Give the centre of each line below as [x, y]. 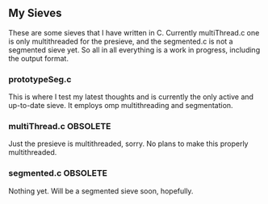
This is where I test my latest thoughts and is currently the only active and [131, 97]
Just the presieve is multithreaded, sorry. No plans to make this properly [128, 144]
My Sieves [35, 13]
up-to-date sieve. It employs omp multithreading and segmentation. [121, 106]
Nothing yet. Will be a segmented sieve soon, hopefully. [101, 191]
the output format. [38, 58]
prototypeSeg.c [40, 79]
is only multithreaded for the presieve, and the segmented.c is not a [121, 41]
